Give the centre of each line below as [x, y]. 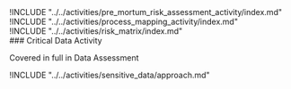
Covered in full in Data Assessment [74, 58]
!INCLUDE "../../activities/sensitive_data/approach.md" [110, 75]
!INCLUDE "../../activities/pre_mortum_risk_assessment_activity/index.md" [146, 12]
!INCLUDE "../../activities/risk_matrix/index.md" [96, 31]
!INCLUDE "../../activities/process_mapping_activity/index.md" [123, 21]
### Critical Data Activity [56, 40]
